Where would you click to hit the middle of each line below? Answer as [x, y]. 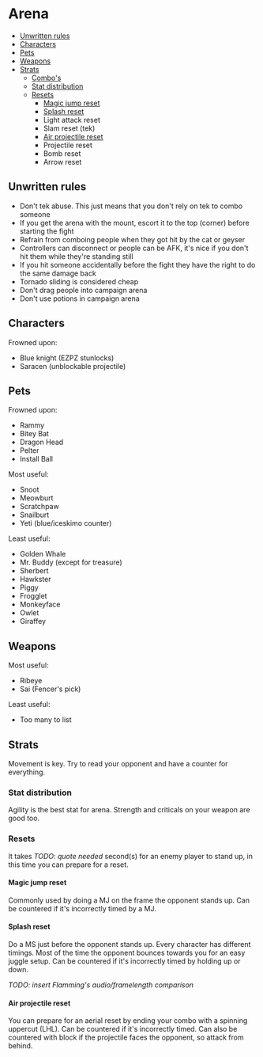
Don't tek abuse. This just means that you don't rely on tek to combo [131, 206]
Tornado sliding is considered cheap [79, 281]
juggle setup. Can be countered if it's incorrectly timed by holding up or [124, 961]
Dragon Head [41, 442]
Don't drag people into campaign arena [83, 290]
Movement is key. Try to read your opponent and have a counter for [118, 764]
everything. [27, 772]
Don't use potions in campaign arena [79, 298]
